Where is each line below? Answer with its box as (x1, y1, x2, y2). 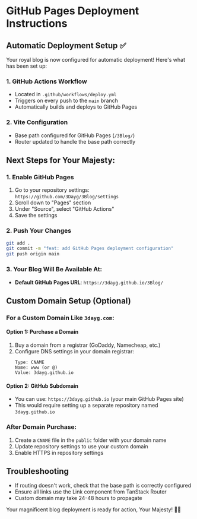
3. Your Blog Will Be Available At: (6, 265, 103, 274)
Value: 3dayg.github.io (14, 370, 74, 376)
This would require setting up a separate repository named (14, 402, 158, 409)
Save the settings (14, 212, 58, 219)
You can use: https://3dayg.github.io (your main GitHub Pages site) (14, 395, 184, 403)
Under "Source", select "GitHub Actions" (14, 205, 115, 213)
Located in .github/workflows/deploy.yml (14, 91, 117, 98)
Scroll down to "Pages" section (14, 199, 91, 206)
